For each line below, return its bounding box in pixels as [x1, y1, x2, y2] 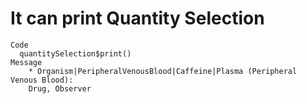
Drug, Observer [28, 83, 92, 94]
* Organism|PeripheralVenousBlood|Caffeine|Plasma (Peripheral [28, 66, 298, 76]
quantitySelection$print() [19, 48, 132, 59]
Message [10, 57, 43, 67]
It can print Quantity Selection [10, 7, 265, 30]
